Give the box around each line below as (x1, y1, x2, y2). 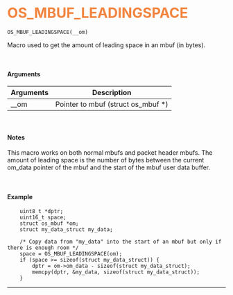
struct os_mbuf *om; (19, 220, 79, 227)
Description (92, 88, 132, 98)
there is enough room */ (7, 244, 79, 251)
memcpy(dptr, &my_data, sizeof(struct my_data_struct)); (32, 269, 200, 276)
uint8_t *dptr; (19, 208, 64, 215)
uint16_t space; (19, 214, 67, 221)
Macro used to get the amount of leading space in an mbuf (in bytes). (7, 40, 206, 49)
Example (7, 192, 33, 201)
